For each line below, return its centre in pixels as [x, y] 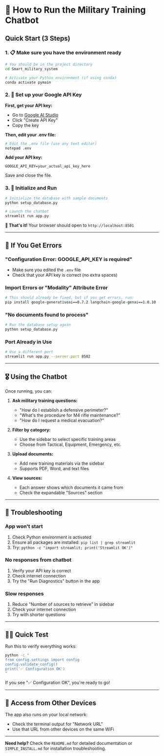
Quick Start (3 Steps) [38, 38]
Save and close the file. [29, 176]
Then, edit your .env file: [31, 135]
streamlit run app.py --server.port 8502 [48, 357]
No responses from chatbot [38, 560]
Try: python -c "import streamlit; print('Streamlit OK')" [72, 547]
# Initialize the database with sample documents [57, 198]
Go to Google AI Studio [35, 115]
